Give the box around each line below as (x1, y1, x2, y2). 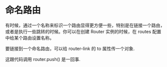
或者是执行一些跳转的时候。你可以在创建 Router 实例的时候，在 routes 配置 (5, 28, 161, 34)
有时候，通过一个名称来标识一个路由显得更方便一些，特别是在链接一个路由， (5, 22, 165, 28)
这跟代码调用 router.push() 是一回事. (5, 56, 81, 62)
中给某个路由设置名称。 (5, 35, 54, 41)
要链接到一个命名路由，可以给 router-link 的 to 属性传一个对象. (5, 45, 135, 51)
